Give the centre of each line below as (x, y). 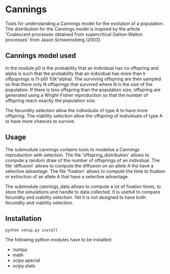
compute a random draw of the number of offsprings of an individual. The (83, 160)
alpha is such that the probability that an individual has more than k (76, 73)
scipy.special (26, 260)
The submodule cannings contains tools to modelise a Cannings (73, 149)
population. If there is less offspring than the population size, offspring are (83, 90)
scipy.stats (24, 266)
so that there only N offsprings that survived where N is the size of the (79, 84)
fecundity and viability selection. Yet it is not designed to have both (76, 197)
